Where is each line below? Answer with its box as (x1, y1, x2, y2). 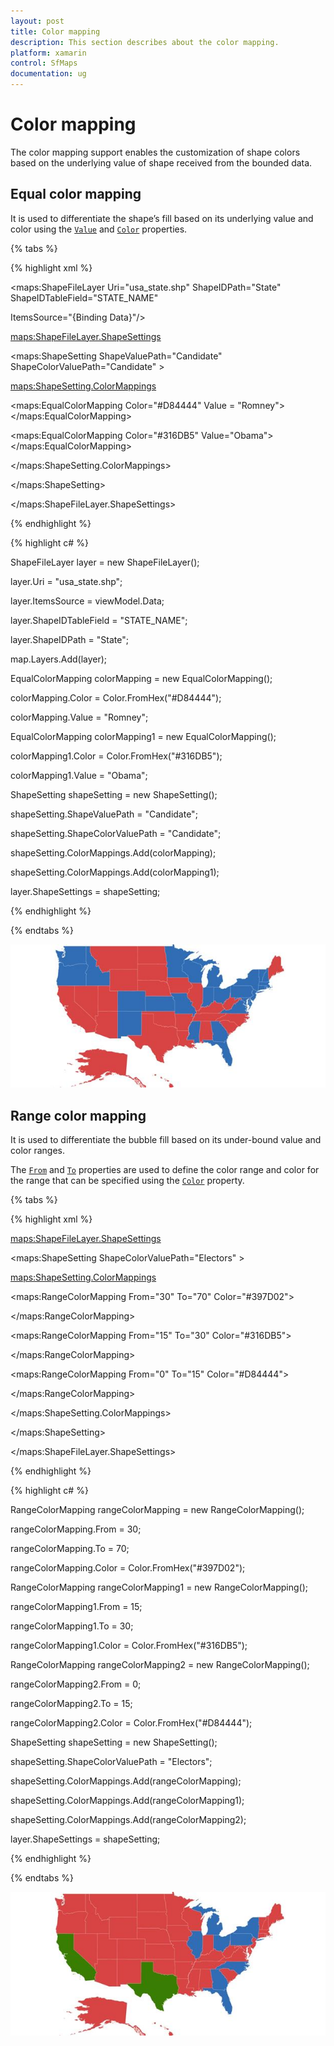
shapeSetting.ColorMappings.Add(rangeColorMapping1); (10, 1794, 245, 1806)
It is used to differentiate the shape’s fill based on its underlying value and (10, 212, 314, 224)
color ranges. (10, 1144, 65, 1156)
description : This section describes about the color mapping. (10, 37, 280, 47)
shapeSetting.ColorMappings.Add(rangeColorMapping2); (10, 1813, 247, 1825)
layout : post (10, 16, 65, 26)
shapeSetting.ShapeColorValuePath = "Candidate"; (10, 827, 222, 839)
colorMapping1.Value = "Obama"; (10, 769, 148, 781)
